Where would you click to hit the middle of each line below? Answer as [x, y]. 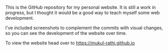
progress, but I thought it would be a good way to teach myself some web [83, 13]
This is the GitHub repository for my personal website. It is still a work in [81, 7]
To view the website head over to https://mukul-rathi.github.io [70, 43]
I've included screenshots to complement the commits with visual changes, [84, 28]
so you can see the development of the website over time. [66, 33]
